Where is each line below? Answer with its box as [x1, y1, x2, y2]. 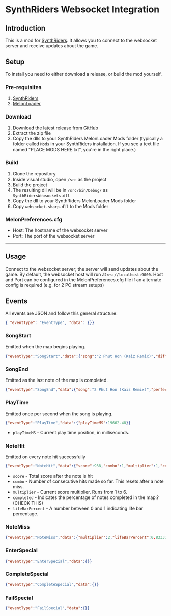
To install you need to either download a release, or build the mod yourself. [5, 71, 162, 77]
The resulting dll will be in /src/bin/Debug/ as [12, 187, 108, 193]
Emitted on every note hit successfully [5, 454, 85, 460]
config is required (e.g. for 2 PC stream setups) [5, 282, 104, 288]
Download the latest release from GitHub [12, 125, 98, 131]
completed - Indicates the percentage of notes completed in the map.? [12, 494, 159, 501]
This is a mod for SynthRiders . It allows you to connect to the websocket [5, 37, 157, 43]
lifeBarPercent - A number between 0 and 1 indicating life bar [12, 505, 144, 512]
